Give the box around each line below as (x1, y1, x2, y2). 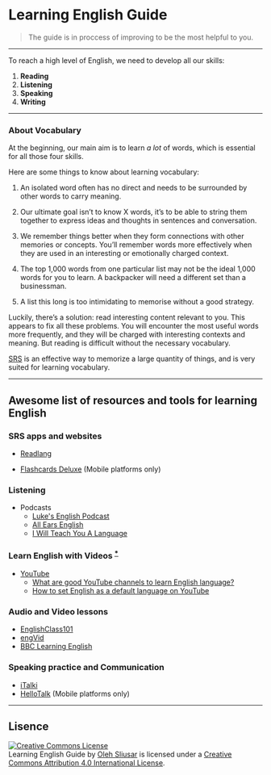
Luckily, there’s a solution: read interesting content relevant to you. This (8, 312, 246, 322)
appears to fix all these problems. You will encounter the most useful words (8, 321, 260, 331)
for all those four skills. (8, 152, 85, 161)
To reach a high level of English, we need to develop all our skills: (8, 55, 225, 65)
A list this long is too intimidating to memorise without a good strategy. (19, 297, 254, 307)
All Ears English (31, 520, 84, 530)
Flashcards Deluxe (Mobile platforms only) (19, 464, 161, 474)
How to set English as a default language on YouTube (31, 585, 210, 595)
